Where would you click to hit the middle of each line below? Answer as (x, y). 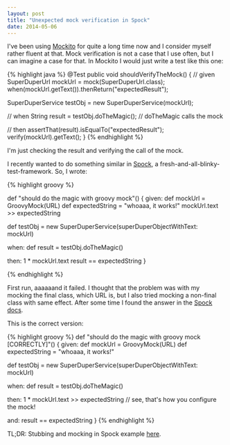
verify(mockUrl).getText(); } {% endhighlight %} (75, 137)
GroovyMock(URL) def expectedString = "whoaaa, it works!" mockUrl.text (113, 206)
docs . (15, 310)
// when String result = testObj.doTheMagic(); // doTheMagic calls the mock (115, 116)
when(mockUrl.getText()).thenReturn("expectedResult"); (88, 89)
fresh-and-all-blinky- (190, 164)
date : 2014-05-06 (32, 26)
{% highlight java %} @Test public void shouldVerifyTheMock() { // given (111, 74)
